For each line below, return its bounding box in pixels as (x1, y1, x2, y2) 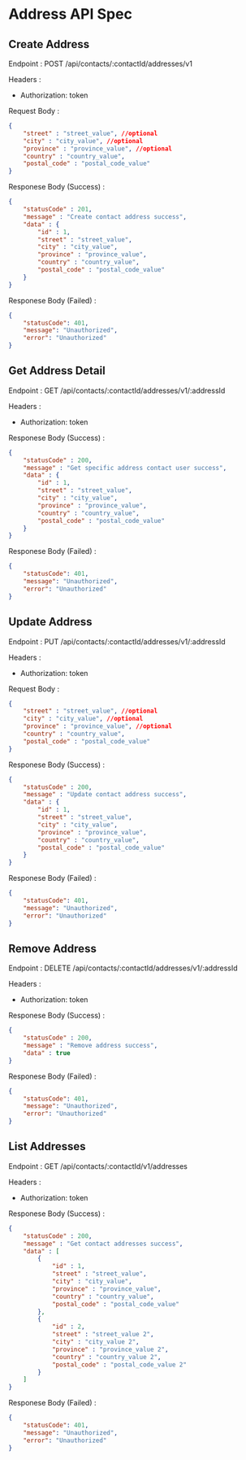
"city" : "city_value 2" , (51, 1338, 140, 1346)
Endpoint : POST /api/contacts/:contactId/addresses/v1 (8, 59, 193, 68)
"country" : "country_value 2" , (51, 1353, 162, 1361)
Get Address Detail (8, 364, 106, 378)
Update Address (8, 615, 93, 629)
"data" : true (23, 1048, 71, 1057)
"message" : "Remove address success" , (23, 1042, 158, 1050)
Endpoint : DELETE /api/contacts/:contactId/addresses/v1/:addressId (8, 963, 238, 973)
